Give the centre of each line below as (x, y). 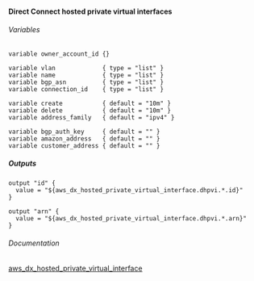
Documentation (34, 243)
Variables (24, 30)
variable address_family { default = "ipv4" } (92, 117)
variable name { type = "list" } (86, 75)
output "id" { (32, 183)
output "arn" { (34, 211)
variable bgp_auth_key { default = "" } (84, 132)
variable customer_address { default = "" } (84, 145)
